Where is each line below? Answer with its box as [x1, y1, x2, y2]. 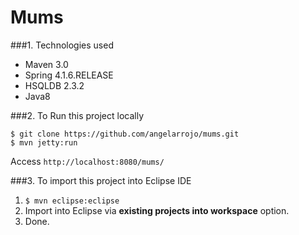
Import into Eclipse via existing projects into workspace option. [24, 204, 290, 216]
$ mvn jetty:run [10, 137, 78, 148]
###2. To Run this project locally [10, 109, 145, 121]
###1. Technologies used [10, 39, 114, 51]
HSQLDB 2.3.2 [24, 79, 85, 91]
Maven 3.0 [24, 58, 69, 70]
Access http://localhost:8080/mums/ [10, 155, 165, 167]
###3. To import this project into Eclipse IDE [10, 174, 192, 186]
